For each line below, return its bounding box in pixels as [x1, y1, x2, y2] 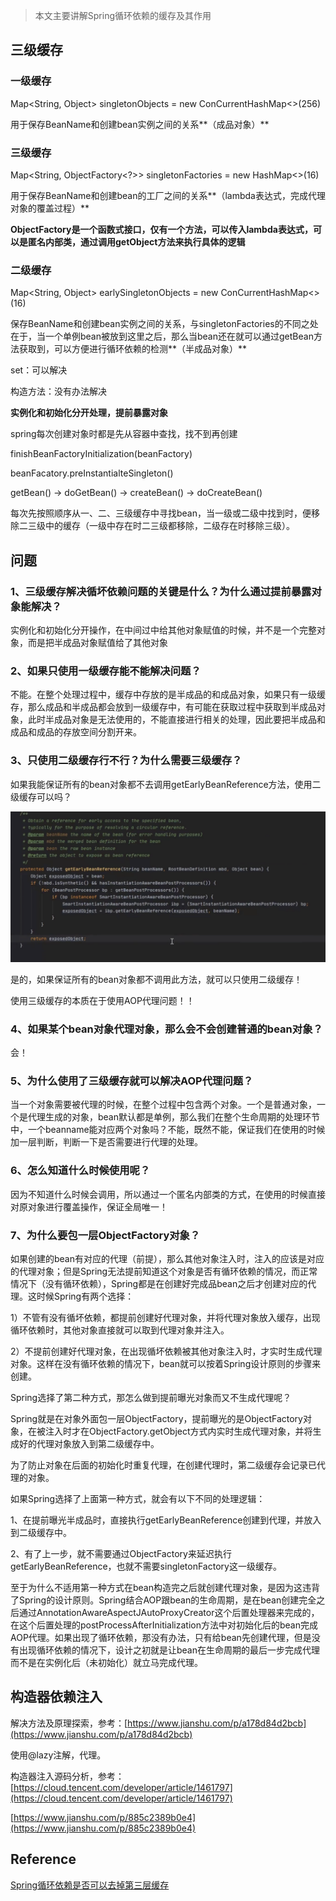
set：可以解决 [10, 364, 68, 376]
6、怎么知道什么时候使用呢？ [10, 1164, 151, 1178]
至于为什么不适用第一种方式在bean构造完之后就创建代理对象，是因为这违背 [10, 1581, 321, 1593]
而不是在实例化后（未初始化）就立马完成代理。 [10, 1656, 203, 1668]
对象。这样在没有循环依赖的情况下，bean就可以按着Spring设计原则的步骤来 [10, 1357, 322, 1369]
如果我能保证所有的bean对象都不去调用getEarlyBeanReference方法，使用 [10, 778, 313, 790]
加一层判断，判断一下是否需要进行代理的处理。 [10, 1136, 203, 1148]
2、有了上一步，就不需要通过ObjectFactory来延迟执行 [10, 1547, 232, 1559]
